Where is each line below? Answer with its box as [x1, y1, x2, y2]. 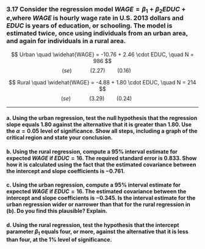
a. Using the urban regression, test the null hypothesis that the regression [6, 114, 198, 122]
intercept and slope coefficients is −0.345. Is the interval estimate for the [6, 195, 196, 202]
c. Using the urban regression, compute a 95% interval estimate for [6, 181, 181, 188]
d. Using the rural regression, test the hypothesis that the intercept [6, 221, 179, 228]
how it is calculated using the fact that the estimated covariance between [6, 161, 196, 168]
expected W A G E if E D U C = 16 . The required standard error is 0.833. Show [6, 154, 197, 162]
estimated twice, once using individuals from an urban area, [6, 29, 188, 38]
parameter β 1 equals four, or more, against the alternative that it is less [6, 228, 189, 237]
